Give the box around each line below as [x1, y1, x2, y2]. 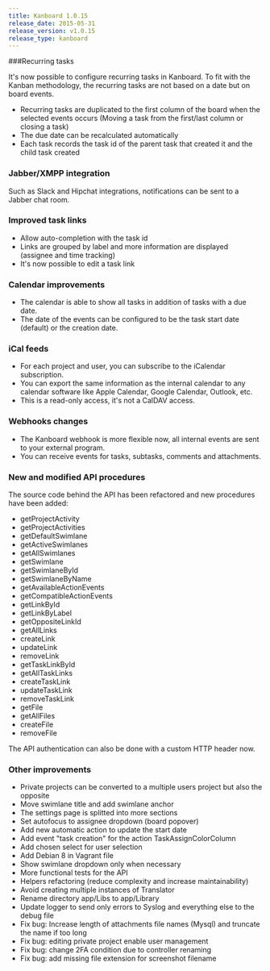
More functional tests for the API [19, 868, 128, 877]
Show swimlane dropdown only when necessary [19, 860, 181, 869]
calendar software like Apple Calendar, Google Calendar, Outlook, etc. [19, 387, 253, 397]
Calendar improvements [8, 279, 106, 290]
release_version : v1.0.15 [8, 27, 95, 35]
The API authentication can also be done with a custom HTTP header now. [8, 744, 255, 754]
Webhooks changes [8, 416, 89, 427]
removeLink [19, 651, 60, 661]
